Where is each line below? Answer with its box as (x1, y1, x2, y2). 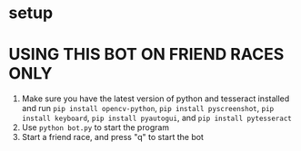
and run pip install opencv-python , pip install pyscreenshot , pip (21, 103, 275, 114)
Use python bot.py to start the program (21, 122, 170, 133)
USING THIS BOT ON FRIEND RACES (8, 44, 285, 65)
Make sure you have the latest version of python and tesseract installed (21, 93, 290, 104)
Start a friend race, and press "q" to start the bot (21, 132, 204, 143)
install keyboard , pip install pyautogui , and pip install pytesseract (21, 112, 292, 124)
